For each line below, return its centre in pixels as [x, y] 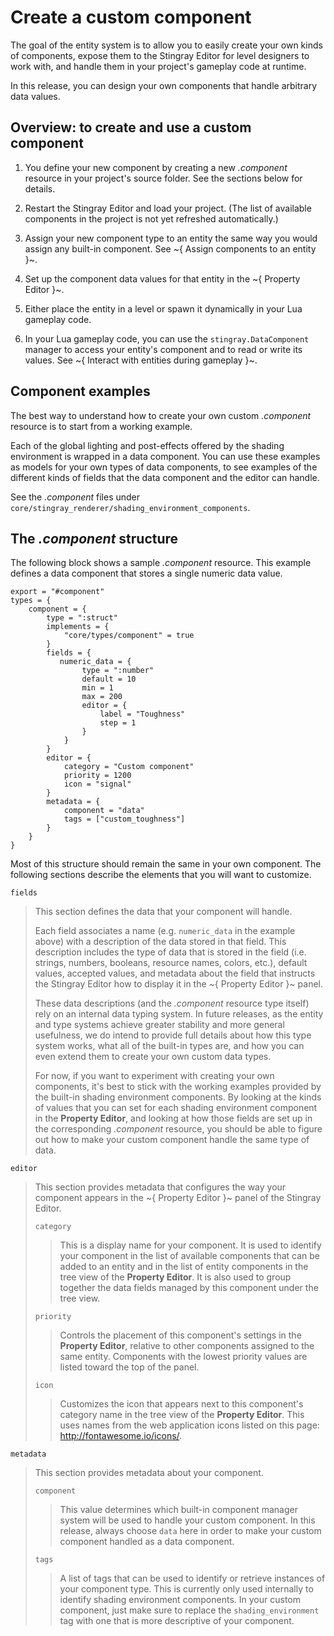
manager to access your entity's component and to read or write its [163, 349]
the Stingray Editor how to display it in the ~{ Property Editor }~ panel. [178, 984]
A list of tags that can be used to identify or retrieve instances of [192, 1578]
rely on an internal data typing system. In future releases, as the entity [179, 1014]
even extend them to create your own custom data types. [153, 1057]
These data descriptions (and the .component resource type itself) [172, 1003]
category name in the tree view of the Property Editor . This [182, 1415]
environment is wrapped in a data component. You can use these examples [165, 456]
